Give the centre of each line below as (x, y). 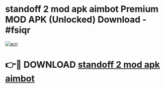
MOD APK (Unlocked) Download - (76, 20)
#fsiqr (18, 30)
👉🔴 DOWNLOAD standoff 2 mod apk (82, 65)
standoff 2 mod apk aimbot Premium (82, 9)
